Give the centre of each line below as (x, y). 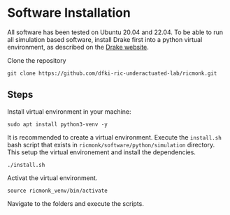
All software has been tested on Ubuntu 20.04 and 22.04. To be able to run (115, 32)
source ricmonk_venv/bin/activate (58, 191)
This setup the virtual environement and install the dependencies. (101, 152)
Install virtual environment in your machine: (69, 111)
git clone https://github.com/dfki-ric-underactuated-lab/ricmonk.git (112, 73)
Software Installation (69, 13)
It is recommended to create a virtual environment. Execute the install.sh (114, 137)
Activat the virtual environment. (52, 178)
